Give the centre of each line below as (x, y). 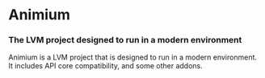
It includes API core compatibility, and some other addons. (106, 66)
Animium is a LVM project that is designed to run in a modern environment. (132, 57)
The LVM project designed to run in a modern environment (125, 40)
